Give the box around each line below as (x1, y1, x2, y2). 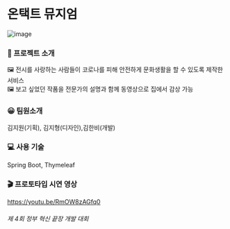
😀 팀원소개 (7, 106, 43, 116)
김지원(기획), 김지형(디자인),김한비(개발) (7, 123, 116, 132)
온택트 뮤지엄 (7, 6, 78, 22)
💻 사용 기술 (7, 142, 44, 152)
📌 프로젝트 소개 (7, 48, 55, 58)
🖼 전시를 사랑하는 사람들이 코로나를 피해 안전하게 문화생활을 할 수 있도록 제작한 (7, 65, 224, 74)
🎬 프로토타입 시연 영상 (7, 179, 78, 189)
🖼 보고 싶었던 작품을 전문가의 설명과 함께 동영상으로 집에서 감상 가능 (7, 85, 194, 94)
